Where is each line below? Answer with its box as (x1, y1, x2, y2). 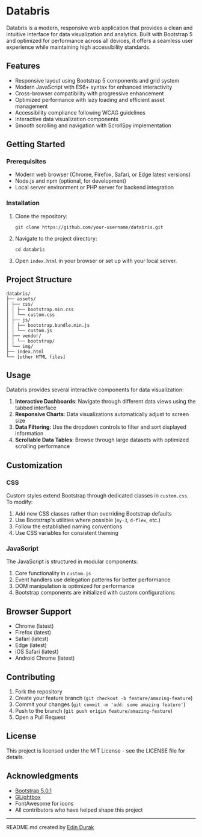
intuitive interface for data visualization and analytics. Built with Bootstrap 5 (6, 30, 193, 37)
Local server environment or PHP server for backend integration (14, 184, 174, 191)
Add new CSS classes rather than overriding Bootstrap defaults (14, 510, 173, 517)
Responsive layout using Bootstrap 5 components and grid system (14, 77, 179, 84)
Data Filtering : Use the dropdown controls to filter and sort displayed (14, 423, 186, 431)
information (14, 430, 44, 437)
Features (6, 61, 40, 71)
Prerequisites (6, 157, 46, 166)
